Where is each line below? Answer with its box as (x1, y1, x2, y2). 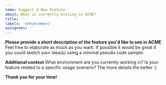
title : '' (5, 16, 26, 21)
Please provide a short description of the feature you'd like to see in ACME (5, 39, 162, 45)
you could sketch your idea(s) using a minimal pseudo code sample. (5, 50, 144, 56)
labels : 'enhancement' (5, 21, 52, 26)
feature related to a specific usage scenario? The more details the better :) (5, 65, 157, 71)
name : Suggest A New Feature (5, 7, 65, 12)
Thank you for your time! (5, 74, 57, 80)
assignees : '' (5, 26, 35, 31)
